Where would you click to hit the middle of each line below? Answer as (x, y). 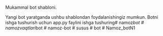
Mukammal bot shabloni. (31, 7)
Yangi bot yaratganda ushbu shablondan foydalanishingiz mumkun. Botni (82, 17)
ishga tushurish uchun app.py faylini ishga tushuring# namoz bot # (75, 23)
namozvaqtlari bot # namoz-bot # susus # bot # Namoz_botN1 (70, 28)
